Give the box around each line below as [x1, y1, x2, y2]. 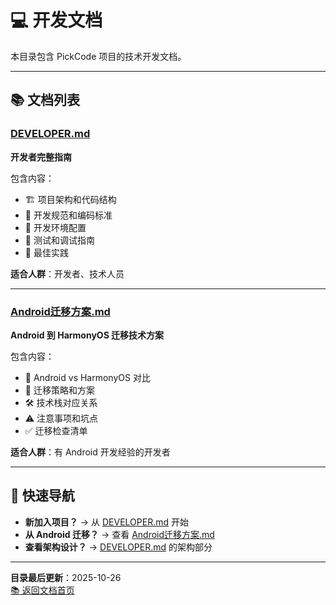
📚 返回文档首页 [10, 584, 75, 596]
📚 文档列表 [10, 92, 81, 109]
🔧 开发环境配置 [24, 221, 87, 233]
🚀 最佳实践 [24, 246, 69, 258]
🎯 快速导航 [10, 487, 75, 505]
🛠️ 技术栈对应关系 [24, 396, 98, 408]
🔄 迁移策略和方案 [24, 384, 95, 396]
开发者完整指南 [10, 151, 72, 163]
